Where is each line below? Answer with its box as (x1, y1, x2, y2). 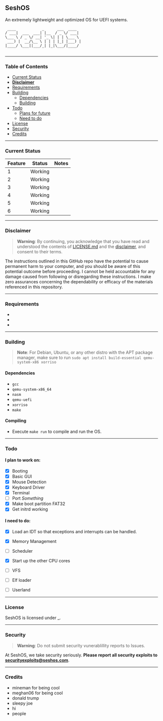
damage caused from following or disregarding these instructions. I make (5, 274, 151, 279)
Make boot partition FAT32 (12, 501, 65, 507)
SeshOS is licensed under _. (5, 615, 61, 621)
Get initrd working (12, 507, 49, 512)
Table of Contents (5, 63, 49, 70)
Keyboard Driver (12, 485, 45, 491)
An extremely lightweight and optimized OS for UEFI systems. (5, 16, 128, 22)
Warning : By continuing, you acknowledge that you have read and (16, 238, 149, 244)
